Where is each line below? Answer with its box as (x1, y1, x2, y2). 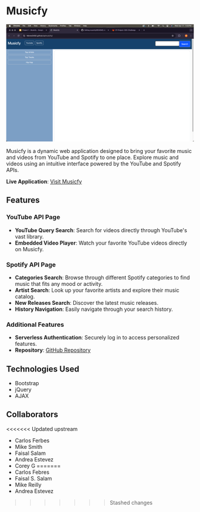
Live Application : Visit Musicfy (6, 177, 82, 185)
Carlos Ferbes (14, 436, 49, 444)
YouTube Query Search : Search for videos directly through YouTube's (14, 226, 187, 233)
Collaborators (6, 410, 58, 420)
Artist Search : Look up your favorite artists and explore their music (14, 286, 180, 294)
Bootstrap (14, 380, 39, 387)
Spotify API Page (6, 260, 56, 269)
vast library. (14, 233, 44, 240)
